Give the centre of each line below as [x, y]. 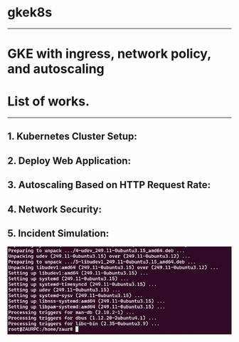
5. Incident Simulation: [58, 233]
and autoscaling [56, 69]
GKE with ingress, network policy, [109, 54]
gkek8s [30, 12]
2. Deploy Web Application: [69, 161]
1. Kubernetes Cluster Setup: [72, 136]
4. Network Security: [54, 209]
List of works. [49, 102]
